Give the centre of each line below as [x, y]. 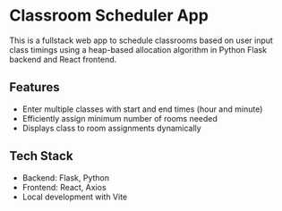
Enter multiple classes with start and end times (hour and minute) [142, 109]
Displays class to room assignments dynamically [111, 128]
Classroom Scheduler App [109, 16]
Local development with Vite [75, 197]
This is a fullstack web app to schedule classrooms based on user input [141, 40]
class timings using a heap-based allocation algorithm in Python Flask [138, 49]
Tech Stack [41, 156]
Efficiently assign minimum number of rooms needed [120, 118]
